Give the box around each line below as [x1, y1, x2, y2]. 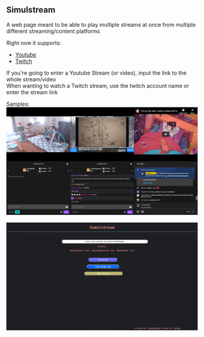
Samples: [6, 100, 30, 107]
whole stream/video [6, 75, 56, 83]
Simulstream [6, 5, 56, 15]
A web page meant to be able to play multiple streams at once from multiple [6, 21, 196, 28]
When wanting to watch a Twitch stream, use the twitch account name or [6, 82, 189, 89]
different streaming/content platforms [6, 27, 100, 35]
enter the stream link [6, 88, 58, 96]
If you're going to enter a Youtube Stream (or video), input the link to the [6, 69, 187, 77]
